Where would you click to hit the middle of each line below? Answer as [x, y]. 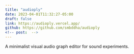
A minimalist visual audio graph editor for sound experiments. [67, 46]
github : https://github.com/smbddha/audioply [52, 28]
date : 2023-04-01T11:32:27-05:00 [39, 14]
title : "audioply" [24, 10]
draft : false [18, 19]
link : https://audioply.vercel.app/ [42, 23]
